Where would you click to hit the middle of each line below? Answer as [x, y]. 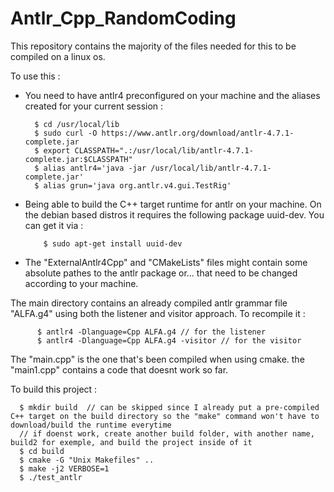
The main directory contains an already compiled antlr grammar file [149, 303]
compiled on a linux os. [58, 56]
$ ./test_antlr [51, 477]
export [57, 150]
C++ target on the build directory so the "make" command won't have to [165, 416]
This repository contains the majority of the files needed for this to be [153, 46]
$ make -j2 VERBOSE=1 [64, 468]
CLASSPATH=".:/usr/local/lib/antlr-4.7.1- [164, 150]
